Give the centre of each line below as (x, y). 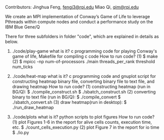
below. (12, 42)
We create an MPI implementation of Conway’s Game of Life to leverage (78, 16)
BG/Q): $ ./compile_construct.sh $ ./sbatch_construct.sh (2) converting (84, 92)
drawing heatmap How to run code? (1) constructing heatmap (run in (81, 87)
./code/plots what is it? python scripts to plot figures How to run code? (83, 117)
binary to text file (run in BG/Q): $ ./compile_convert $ (66, 97)
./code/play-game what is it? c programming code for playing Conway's (85, 51)
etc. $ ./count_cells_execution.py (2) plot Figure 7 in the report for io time (86, 127)
